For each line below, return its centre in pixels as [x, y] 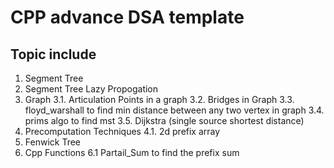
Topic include [53, 54]
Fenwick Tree [53, 142]
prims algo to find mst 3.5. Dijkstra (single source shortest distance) [164, 120]
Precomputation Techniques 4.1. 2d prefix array [122, 131]
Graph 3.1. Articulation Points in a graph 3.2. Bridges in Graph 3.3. [159, 99]
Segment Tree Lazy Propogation [91, 89]
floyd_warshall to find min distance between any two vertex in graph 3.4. [174, 110]
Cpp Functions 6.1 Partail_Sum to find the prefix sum [132, 152]
